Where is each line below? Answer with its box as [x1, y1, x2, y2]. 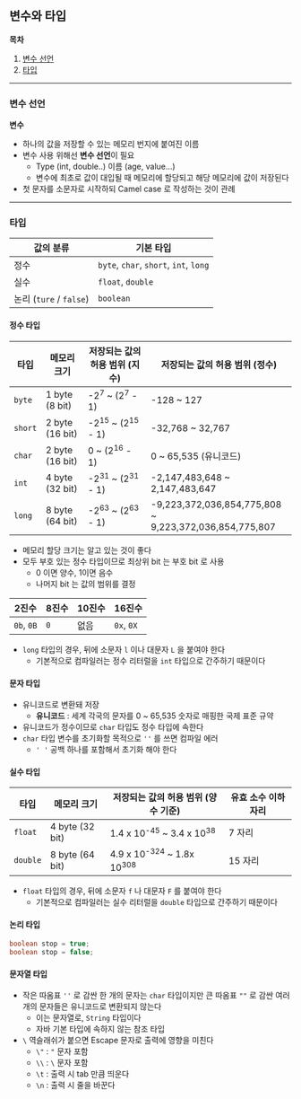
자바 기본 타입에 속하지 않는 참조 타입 [35, 1024, 166, 1034]
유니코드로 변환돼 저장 [21, 699, 100, 710]
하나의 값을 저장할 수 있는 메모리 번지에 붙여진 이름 [21, 138, 200, 150]
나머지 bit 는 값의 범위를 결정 [35, 578, 136, 589]
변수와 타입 [9, 8, 67, 24]
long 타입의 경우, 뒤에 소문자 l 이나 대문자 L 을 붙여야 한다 [21, 644, 226, 655]
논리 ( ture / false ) [13, 293, 90, 305]
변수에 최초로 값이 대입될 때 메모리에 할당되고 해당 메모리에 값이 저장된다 [35, 172, 289, 183]
